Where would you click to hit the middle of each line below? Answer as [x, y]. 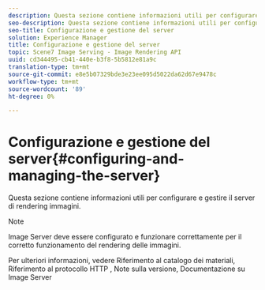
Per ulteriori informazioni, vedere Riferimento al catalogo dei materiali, [122, 261]
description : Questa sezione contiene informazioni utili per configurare [134, 15]
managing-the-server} [84, 176]
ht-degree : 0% [32, 96]
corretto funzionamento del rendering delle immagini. [95, 245]
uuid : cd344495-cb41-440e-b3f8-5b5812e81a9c [82, 60]
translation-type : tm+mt [49, 67]
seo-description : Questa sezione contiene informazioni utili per [119, 23]
